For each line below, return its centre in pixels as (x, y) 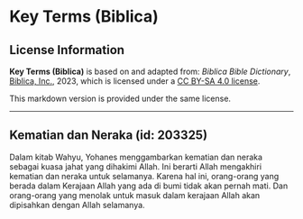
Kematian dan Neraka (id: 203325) (109, 136)
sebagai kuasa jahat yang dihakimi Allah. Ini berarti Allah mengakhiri (136, 166)
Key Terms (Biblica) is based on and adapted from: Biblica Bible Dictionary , (150, 71)
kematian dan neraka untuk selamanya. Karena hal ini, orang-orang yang (144, 176)
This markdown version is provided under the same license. (120, 98)
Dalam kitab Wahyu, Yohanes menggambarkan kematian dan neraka (136, 157)
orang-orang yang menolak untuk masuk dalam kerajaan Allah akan (135, 195)
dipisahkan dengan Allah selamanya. (78, 205)
